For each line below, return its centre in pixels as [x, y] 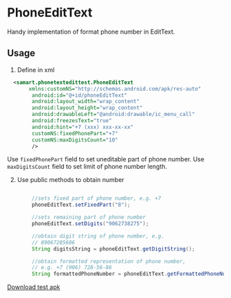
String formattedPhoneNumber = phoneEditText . [100, 274]
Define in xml [36, 69]
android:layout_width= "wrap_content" [86, 102]
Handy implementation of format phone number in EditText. [91, 32]
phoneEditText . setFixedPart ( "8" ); [81, 205]
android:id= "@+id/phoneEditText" [80, 95]
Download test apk [34, 287]
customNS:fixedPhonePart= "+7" [75, 133]
